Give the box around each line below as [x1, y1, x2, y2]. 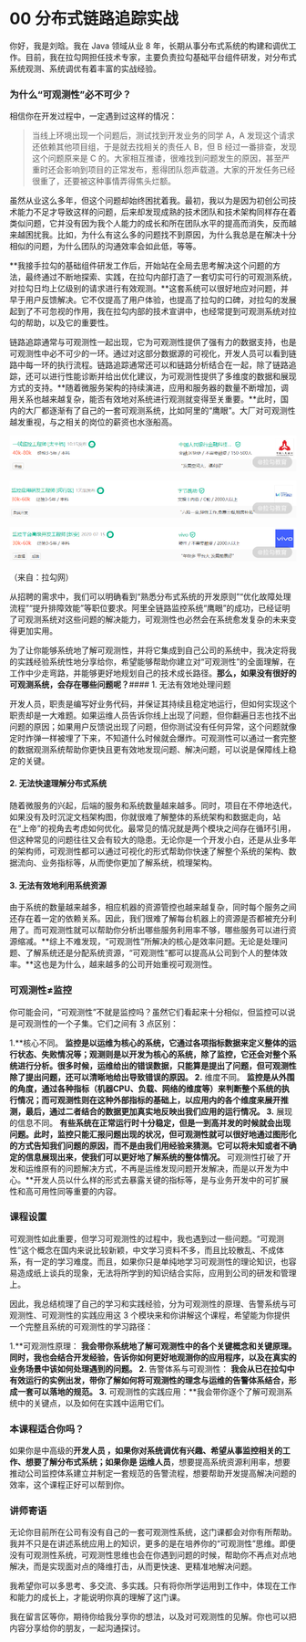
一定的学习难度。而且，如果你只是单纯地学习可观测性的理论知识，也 [33, 1256, 289, 1267]
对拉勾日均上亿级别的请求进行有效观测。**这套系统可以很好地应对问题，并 [9, 283, 290, 294]
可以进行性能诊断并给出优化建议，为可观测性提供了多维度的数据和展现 [33, 371, 297, 382]
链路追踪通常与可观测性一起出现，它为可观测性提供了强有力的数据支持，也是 [9, 337, 297, 348]
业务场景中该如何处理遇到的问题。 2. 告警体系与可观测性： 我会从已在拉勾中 [9, 1363, 295, 1374]
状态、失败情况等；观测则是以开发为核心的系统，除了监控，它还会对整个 [16, 1048, 289, 1059]
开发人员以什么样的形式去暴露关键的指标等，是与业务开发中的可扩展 [33, 1174, 290, 1185]
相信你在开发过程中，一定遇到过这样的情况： [9, 111, 178, 121]
